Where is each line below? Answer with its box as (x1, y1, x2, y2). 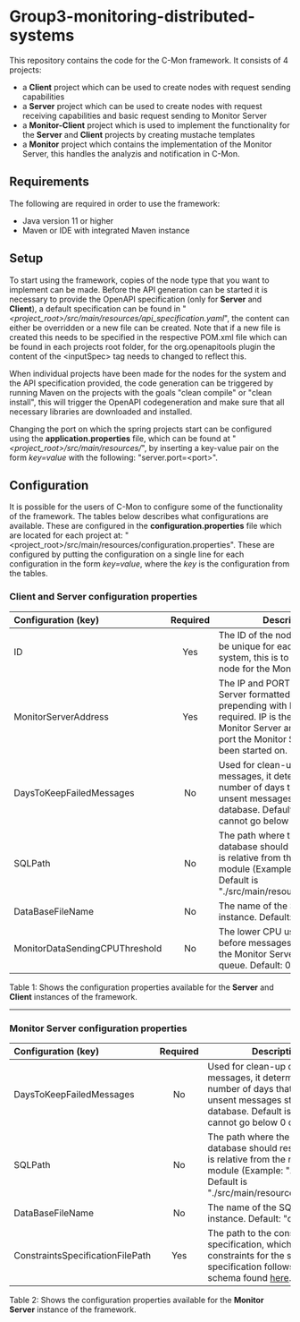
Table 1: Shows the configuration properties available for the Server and (9, 982, 274, 993)
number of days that (207, 1082, 293, 1095)
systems (9, 25, 75, 46)
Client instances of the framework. (9, 991, 138, 1002)
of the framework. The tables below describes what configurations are (9, 511, 270, 522)
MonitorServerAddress (13, 710, 109, 722)
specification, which (207, 1238, 292, 1250)
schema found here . (207, 1271, 292, 1284)
